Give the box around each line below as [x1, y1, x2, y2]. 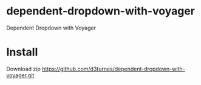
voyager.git [6, 71, 35, 79]
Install [6, 45, 38, 59]
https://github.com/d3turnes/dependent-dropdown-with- [41, 65, 185, 72]
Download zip [6, 65, 41, 72]
